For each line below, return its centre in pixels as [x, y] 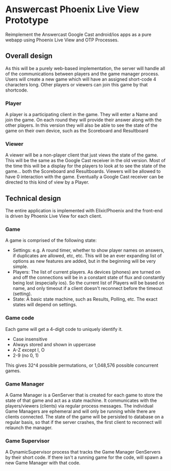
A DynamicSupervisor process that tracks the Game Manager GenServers [83, 452]
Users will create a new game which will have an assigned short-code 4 [81, 79]
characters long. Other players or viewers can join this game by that [77, 84]
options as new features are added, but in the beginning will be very [84, 261]
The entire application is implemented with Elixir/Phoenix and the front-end [84, 211]
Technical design [33, 198]
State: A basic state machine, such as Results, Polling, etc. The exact [85, 299]
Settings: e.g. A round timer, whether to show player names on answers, [89, 250]
